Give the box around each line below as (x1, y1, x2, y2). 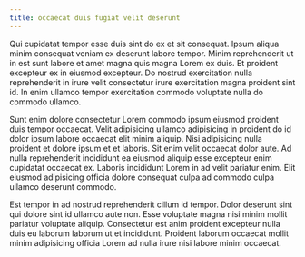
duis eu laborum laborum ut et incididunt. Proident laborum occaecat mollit (9, 228, 289, 239)
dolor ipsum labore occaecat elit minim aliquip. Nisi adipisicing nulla (9, 133, 263, 143)
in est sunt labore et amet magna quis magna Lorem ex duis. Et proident (9, 57, 279, 68)
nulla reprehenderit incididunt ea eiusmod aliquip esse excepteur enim (9, 152, 272, 163)
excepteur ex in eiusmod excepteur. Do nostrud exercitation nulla (9, 67, 252, 78)
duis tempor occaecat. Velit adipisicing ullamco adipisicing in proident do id (9, 124, 292, 134)
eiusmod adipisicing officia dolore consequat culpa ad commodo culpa (9, 172, 275, 183)
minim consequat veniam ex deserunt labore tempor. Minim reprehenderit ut (9, 47, 294, 59)
